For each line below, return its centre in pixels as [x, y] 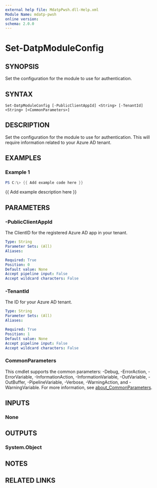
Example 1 [18, 172]
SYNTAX [19, 94]
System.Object [24, 447]
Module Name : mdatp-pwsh [31, 14]
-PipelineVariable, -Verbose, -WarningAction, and [78, 382]
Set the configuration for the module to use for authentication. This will [78, 137]
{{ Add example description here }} [41, 192]
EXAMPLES [23, 158]
